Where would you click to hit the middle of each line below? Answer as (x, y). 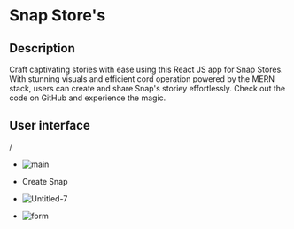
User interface (50, 126)
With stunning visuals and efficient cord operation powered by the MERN (142, 79)
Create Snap (45, 181)
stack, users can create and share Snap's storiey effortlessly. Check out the (147, 88)
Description (42, 48)
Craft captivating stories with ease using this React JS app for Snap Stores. (146, 69)
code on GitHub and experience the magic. (88, 98)
